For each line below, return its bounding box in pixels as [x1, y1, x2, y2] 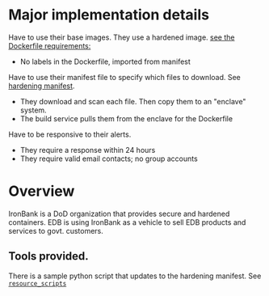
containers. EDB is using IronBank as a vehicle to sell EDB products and [8, 217, 246, 227]
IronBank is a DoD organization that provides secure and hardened [8, 209, 230, 218]
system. [19, 105, 47, 115]
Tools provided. [8, 249, 89, 264]
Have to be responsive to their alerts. [8, 129, 132, 139]
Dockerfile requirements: [8, 40, 91, 50]
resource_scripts [8, 279, 67, 288]
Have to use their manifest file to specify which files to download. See [8, 72, 241, 82]
